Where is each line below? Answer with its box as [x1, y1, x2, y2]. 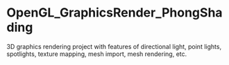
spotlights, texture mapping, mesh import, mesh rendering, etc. [6, 50, 187, 58]
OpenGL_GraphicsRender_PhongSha [6, 5, 223, 21]
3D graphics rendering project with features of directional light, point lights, [6, 42, 222, 50]
